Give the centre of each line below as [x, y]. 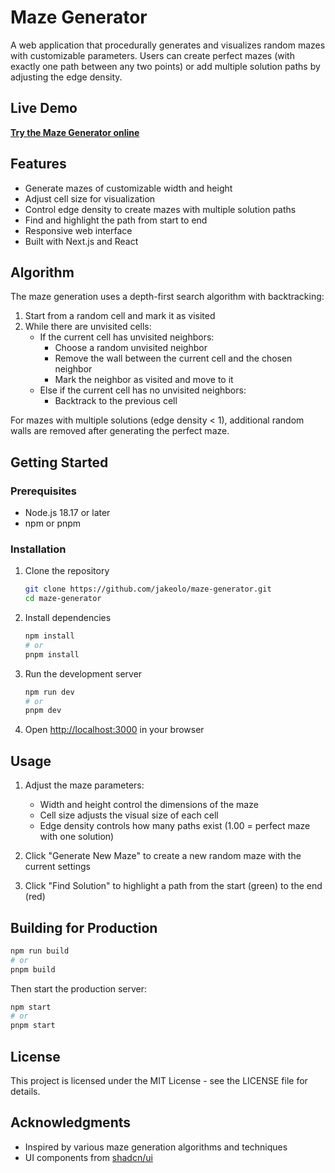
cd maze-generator [63, 599]
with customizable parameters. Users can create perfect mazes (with [152, 55]
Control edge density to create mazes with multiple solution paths [160, 209]
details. [25, 1092]
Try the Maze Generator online [75, 132]
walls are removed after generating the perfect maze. [120, 431]
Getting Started [59, 462]
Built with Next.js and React [81, 241]
